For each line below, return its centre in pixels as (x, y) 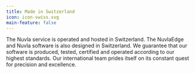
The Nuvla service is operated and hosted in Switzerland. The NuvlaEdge (95, 40)
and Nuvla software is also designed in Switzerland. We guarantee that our (97, 46)
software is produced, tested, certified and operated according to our (90, 52)
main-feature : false (32, 22)
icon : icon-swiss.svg (33, 17)
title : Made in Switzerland (41, 12)
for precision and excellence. (41, 65)
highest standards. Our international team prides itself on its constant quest (98, 58)
